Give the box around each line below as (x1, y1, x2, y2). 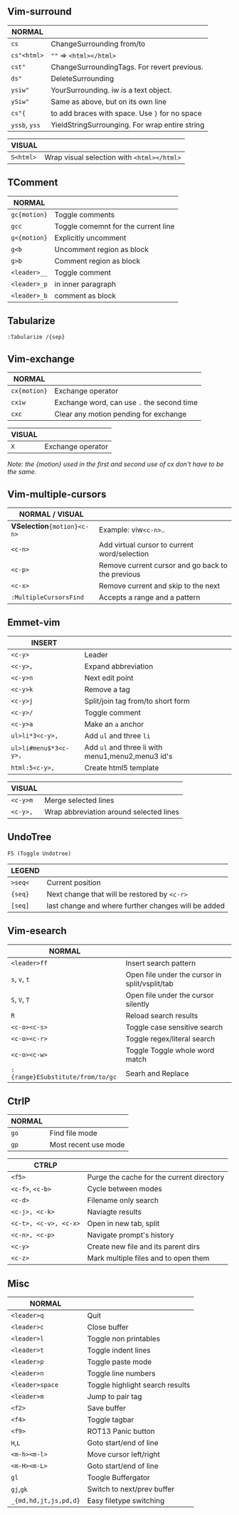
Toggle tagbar (87, 1415, 134, 1425)
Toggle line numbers (87, 1368, 156, 1378)
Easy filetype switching (87, 1496, 165, 1506)
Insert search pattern (125, 958, 196, 968)
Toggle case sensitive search (125, 1022, 223, 1032)
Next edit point (84, 673, 134, 683)
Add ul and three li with (84, 742, 163, 752)
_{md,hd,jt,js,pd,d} (11, 1496, 80, 1505)
